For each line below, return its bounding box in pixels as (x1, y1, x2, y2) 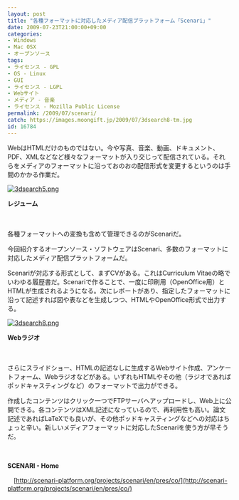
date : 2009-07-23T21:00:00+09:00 (7, 24, 107, 31)
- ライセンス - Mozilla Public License (7, 103, 120, 110)
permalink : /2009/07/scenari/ (7, 110, 97, 117)
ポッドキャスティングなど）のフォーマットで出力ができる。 (7, 381, 181, 390)
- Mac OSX (7, 43, 37, 51)
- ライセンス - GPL (7, 63, 60, 71)
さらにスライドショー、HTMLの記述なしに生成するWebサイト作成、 (7, 363, 207, 372)
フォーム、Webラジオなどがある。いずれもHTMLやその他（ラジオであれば (13, 372, 231, 381)
